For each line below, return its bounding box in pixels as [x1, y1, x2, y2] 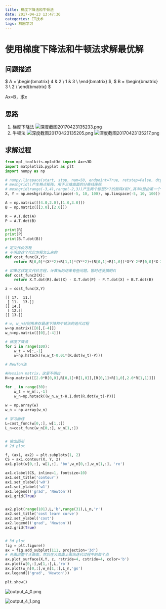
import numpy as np [5, 169, 45, 174]
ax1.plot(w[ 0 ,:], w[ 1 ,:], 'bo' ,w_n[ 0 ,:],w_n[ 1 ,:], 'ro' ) [5, 462, 125, 467]
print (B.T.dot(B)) [5, 236, 43, 241]
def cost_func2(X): [5, 273, 45, 278]
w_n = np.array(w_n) [5, 408, 48, 413]
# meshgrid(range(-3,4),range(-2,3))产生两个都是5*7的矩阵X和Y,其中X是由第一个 [5, 187, 161, 192]
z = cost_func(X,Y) [5, 286, 45, 291]
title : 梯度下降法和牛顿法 [5, 7, 54, 12]
